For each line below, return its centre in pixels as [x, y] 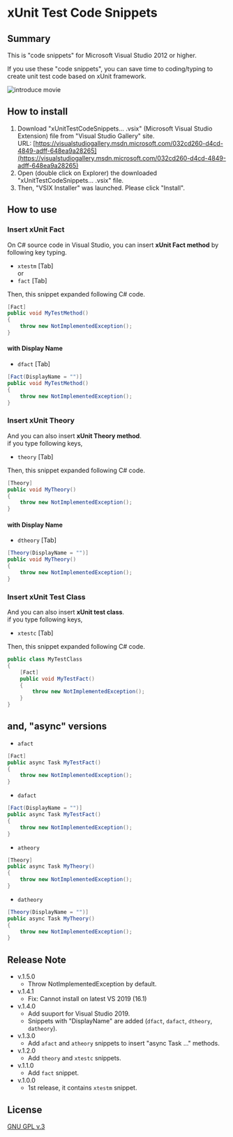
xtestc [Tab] [35, 633]
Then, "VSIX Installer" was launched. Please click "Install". [101, 188]
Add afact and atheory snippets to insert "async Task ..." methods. [123, 1044]
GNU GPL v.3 [26, 1126]
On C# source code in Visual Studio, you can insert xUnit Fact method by [113, 245]
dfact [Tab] [34, 364]
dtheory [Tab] [37, 540]
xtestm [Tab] [35, 266]
